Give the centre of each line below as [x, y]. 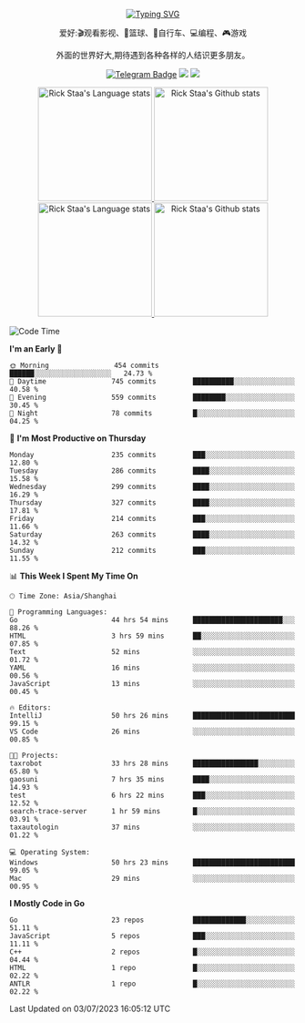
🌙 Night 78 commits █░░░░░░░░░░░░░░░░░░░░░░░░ [152, 414]
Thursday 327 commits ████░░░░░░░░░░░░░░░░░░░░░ [152, 503]
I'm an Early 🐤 [36, 349]
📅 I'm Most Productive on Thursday [78, 438]
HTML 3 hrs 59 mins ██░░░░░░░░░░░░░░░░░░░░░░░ [152, 636]
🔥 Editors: [30, 708]
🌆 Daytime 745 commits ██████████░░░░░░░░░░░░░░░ [152, 382]
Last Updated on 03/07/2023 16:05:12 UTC [90, 1008]
